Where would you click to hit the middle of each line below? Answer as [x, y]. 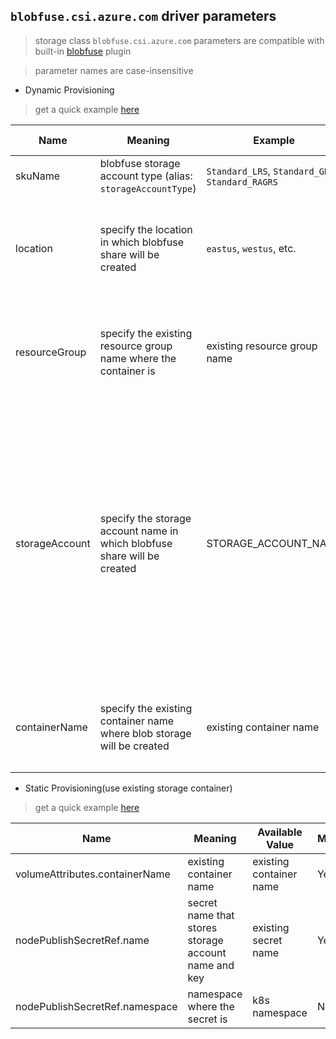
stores [202, 927]
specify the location [146, 229]
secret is [207, 1019]
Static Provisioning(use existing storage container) [128, 788]
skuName [38, 176]
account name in [139, 531]
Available [280, 832]
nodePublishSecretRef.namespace [96, 1006]
